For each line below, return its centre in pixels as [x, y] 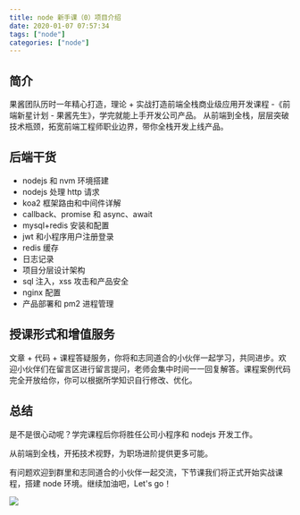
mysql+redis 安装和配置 [66, 225]
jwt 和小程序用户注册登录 [68, 236]
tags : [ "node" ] [37, 34]
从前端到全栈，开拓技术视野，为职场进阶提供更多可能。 [111, 453]
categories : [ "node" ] [50, 42]
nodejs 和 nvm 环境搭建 [65, 181]
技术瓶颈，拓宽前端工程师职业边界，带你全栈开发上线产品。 [119, 127]
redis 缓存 [41, 248]
